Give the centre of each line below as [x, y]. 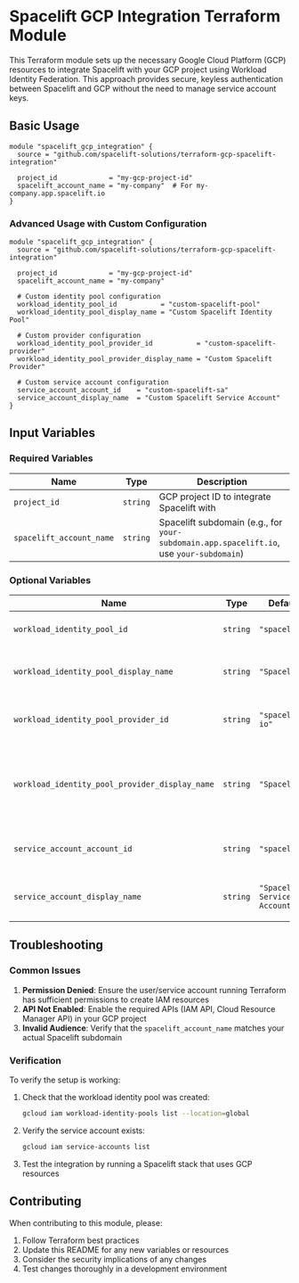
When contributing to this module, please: [86, 1222]
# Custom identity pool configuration [89, 297]
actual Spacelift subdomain [72, 1037]
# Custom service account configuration [93, 382]
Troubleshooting [57, 946]
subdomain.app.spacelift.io [218, 543]
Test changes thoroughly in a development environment [125, 1269]
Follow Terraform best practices [81, 1240]
